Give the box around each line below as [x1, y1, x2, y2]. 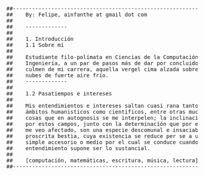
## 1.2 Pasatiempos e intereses [6, 91, 112, 97]
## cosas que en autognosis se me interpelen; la [6, 115, 167, 121]
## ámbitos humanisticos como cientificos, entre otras [6, 109, 186, 115]
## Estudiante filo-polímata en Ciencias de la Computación [6, 54, 199, 60]
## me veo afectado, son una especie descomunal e [6, 127, 170, 133]
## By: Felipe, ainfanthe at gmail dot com [6, 12, 148, 18]
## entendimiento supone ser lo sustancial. [6, 145, 151, 151]
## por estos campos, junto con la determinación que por [6, 121, 192, 127]
